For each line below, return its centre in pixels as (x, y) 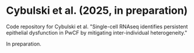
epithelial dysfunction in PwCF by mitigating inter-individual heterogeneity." (97, 32)
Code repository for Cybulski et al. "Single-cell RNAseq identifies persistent (97, 26)
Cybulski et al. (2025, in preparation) (97, 11)
